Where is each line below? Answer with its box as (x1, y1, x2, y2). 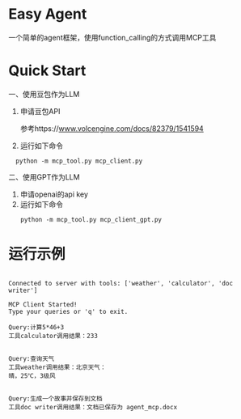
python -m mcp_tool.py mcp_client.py (15, 157, 143, 165)
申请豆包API (19, 106, 61, 116)
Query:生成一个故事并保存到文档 (8, 394, 103, 403)
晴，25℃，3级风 (8, 371, 56, 380)
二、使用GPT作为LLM (8, 171, 80, 182)
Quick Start (8, 61, 87, 80)
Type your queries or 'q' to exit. (8, 307, 129, 315)
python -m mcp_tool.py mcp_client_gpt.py (19, 215, 162, 223)
